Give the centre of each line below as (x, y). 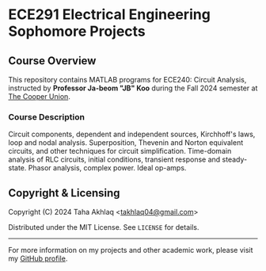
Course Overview (52, 61)
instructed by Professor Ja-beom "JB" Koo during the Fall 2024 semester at (133, 88)
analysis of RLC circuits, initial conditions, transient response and (114, 159)
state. (17, 168)
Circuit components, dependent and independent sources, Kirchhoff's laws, (132, 134)
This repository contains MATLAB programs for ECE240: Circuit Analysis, (127, 80)
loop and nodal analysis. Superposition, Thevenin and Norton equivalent (126, 143)
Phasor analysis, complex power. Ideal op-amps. (107, 168)
